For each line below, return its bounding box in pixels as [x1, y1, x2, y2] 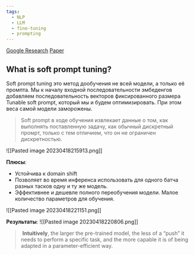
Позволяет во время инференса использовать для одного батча [14, 176, 179, 183]
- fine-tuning [11, 25, 46, 31]
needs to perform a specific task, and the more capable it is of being [20, 235, 189, 243]
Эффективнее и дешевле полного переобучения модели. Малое [14, 189, 179, 196]
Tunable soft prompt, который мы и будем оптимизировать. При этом [6, 98, 182, 106]
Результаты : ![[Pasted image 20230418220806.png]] [6, 218, 138, 225]
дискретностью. [20, 135, 62, 142]
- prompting [11, 31, 42, 37]
